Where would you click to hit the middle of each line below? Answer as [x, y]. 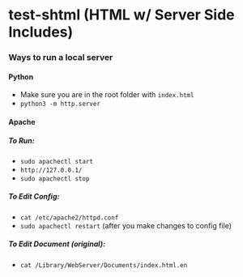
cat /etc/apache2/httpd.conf [69, 217]
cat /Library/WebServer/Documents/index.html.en [104, 265]
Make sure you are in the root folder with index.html [107, 95]
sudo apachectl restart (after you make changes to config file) [126, 225]
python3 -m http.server [60, 104]
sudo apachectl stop [55, 179]
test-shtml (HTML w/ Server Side [122, 15]
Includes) [41, 32]
